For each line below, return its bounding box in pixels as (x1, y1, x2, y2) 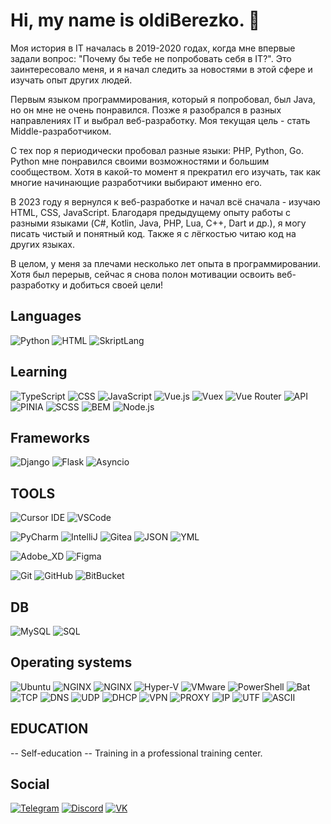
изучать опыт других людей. (10, 74, 133, 86)
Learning (10, 364, 68, 381)
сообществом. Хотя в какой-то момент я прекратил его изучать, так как (10, 165, 321, 178)
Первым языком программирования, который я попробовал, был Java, (10, 93, 316, 105)
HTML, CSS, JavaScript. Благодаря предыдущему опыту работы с (10, 206, 292, 218)
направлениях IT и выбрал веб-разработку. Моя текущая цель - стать (10, 114, 311, 126)
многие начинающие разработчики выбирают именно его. (10, 176, 263, 188)
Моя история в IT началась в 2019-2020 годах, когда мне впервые (10, 42, 296, 54)
